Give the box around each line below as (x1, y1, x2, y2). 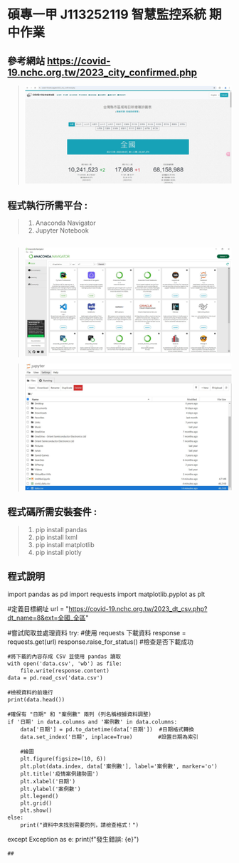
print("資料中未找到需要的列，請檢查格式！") (20, 821, 139, 829)
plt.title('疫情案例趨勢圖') (20, 770, 99, 778)
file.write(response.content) (20, 667, 110, 674)
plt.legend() (20, 793, 59, 800)
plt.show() (20, 807, 53, 814)
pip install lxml (35, 533, 78, 541)
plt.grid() (20, 800, 53, 807)
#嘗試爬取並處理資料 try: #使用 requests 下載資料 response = (7, 628, 186, 637)
